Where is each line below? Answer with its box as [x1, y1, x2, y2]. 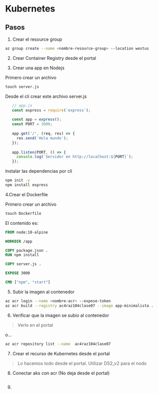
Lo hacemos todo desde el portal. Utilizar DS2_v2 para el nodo [17, 360, 147, 366]
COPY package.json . [5, 248, 49, 253]
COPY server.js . [5, 261, 42, 267]
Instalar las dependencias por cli [5, 168, 73, 174]
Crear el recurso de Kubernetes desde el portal [12, 350, 110, 356]
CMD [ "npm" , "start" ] [5, 280, 51, 285]
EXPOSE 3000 [5, 271, 30, 276]
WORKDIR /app [5, 239, 33, 244]
